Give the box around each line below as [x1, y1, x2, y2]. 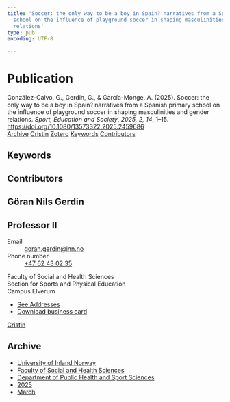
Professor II [7, 219, 57, 231]
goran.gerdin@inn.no [24, 245, 84, 253]
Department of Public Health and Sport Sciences [16, 373, 155, 381]
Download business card [16, 308, 88, 316]
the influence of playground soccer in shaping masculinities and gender [7, 108, 210, 116]
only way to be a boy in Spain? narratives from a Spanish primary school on [7, 100, 220, 109]
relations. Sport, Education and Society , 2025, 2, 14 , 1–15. [7, 116, 169, 124]
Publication [7, 71, 73, 86]
